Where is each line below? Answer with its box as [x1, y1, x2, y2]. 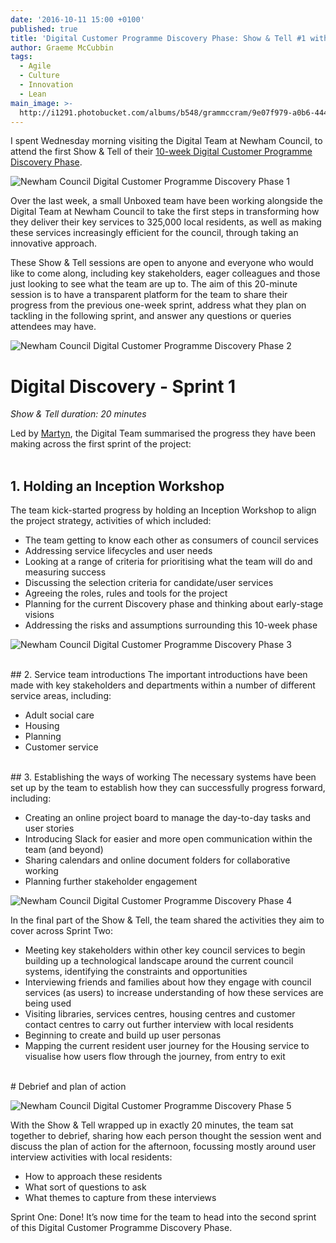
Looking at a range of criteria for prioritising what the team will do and [24, 556, 313, 568]
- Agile [19, 61, 52, 71]
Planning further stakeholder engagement [24, 876, 198, 888]
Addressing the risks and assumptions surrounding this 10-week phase [24, 619, 318, 631]
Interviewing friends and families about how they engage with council [24, 976, 312, 988]
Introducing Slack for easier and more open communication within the [24, 833, 313, 845]
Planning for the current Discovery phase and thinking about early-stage [24, 598, 324, 610]
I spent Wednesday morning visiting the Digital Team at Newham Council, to [10, 135, 323, 147]
